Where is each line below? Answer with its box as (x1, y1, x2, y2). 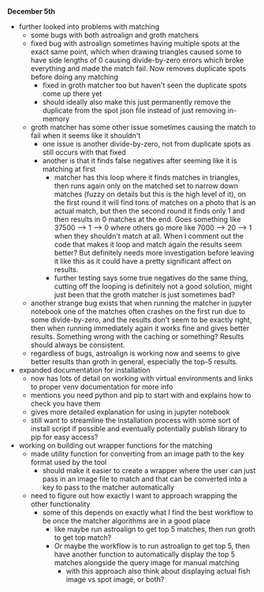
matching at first (42, 165, 96, 173)
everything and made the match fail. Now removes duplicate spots (30, 64, 247, 73)
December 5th (7, 7, 56, 16)
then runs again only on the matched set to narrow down (54, 181, 238, 190)
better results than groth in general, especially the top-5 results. (30, 357, 238, 366)
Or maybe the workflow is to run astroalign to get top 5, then (54, 542, 251, 550)
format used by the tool (30, 457, 107, 467)
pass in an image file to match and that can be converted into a (42, 475, 247, 483)
